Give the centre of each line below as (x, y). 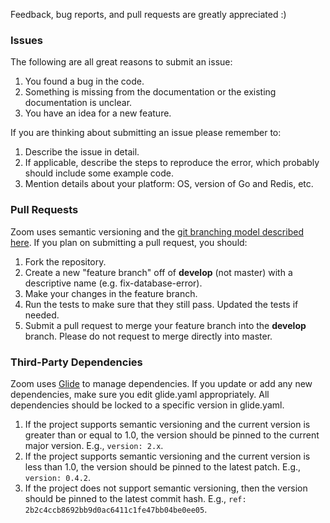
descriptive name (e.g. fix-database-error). (113, 283)
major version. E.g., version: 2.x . (94, 445)
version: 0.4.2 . (58, 477)
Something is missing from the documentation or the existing (150, 92)
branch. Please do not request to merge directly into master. (148, 336)
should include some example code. (99, 173)
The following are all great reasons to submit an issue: (121, 62)
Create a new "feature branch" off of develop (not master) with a (158, 272)
